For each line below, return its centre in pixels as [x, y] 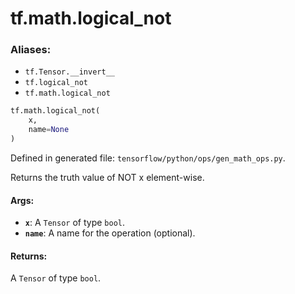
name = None [49, 130]
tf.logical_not [56, 83]
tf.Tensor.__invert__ [69, 72]
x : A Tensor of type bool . [75, 223]
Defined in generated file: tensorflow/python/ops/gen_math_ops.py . [148, 158]
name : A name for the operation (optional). [110, 233]
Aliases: [31, 50]
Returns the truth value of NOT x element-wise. [107, 177]
